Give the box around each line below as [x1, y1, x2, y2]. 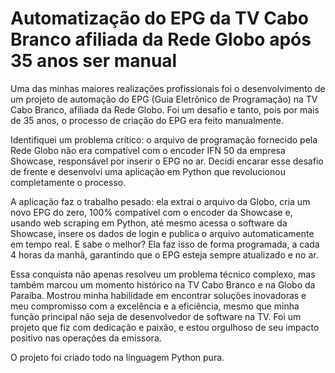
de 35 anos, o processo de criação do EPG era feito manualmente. [10, 114, 284, 126]
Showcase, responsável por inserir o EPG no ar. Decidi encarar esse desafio [10, 155, 324, 167]
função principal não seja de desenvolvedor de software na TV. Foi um [10, 310, 302, 322]
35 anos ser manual [10, 50, 178, 72]
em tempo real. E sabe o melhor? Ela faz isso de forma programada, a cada [10, 238, 320, 250]
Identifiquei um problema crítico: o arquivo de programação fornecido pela [10, 133, 318, 146]
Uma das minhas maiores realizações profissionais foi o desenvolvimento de [10, 82, 326, 94]
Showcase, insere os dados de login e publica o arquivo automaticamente [10, 227, 315, 239]
